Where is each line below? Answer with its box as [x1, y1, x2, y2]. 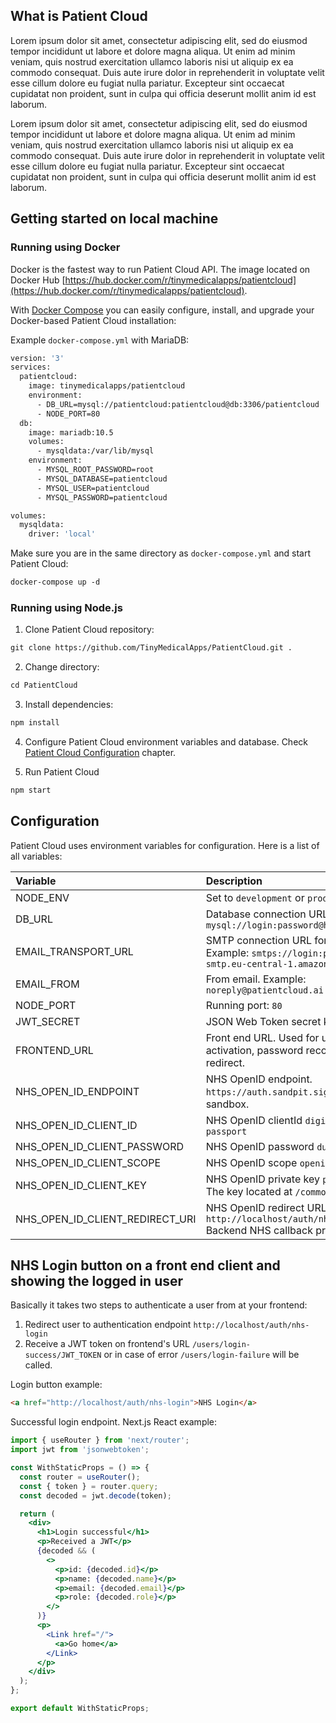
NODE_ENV [15, 890, 70, 904]
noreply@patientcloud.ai [205, 984, 324, 996]
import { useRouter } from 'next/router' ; [10, 1435, 190, 1446]
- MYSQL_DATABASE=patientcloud [36, 474, 168, 484]
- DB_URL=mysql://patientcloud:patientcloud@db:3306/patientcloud [36, 399, 320, 409]
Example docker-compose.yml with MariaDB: [10, 334, 190, 346]
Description [205, 874, 263, 888]
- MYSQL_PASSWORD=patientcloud [36, 492, 168, 503]
